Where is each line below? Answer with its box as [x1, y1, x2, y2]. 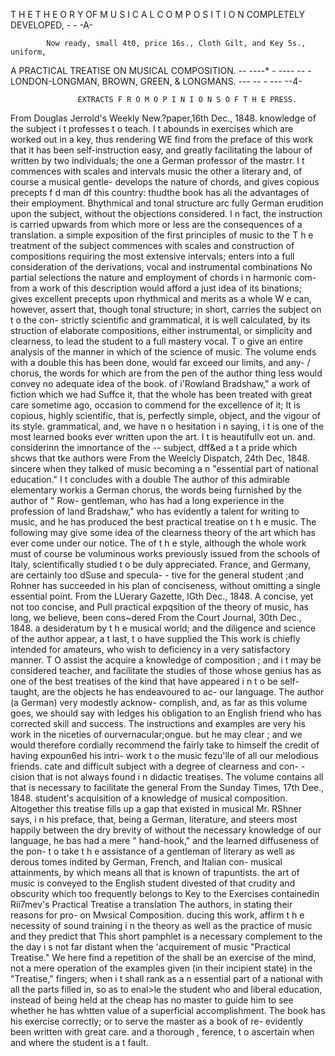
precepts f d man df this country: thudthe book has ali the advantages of [10, 187, 310, 198]
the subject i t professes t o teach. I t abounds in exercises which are [10, 123, 294, 134]
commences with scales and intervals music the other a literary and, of [10, 165, 303, 177]
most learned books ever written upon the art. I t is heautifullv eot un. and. [10, 431, 316, 443]
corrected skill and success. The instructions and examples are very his [10, 718, 306, 729]
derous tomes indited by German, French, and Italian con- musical [10, 856, 283, 868]
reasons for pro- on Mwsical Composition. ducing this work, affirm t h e [10, 909, 305, 921]
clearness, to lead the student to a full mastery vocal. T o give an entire [10, 335, 303, 347]
